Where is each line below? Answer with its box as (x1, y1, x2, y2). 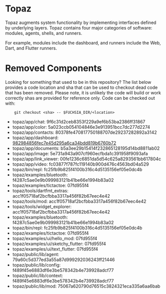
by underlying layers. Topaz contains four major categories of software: (5, 24, 153, 30)
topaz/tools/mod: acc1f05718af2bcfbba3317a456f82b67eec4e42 (12, 198, 147, 204)
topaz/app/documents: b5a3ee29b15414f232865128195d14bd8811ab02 (12, 145, 160, 151)
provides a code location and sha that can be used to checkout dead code (5, 84, 158, 90)
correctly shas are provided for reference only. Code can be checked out (5, 95, 156, 101)
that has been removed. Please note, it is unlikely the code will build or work (5, 89, 161, 95)
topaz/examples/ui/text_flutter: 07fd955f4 (12, 246, 98, 252)
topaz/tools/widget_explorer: (12, 203, 72, 210)
